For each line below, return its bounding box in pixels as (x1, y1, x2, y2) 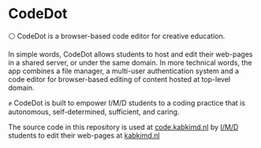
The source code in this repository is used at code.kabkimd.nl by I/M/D (8, 122, 239, 131)
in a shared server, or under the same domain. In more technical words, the (8, 57, 252, 67)
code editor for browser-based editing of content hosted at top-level (8, 74, 231, 83)
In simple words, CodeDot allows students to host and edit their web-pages (8, 49, 253, 59)
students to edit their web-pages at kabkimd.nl (8, 131, 160, 140)
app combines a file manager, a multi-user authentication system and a (8, 66, 239, 76)
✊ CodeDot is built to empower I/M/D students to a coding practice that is (8, 98, 246, 107)
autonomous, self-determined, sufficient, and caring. (8, 107, 180, 117)
